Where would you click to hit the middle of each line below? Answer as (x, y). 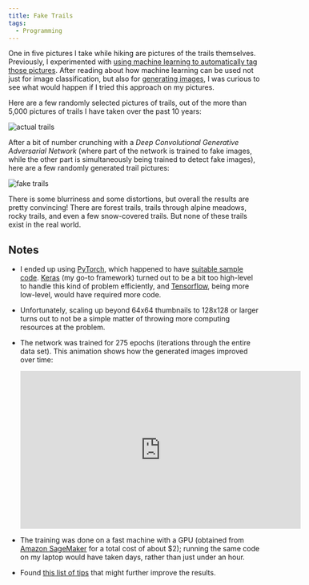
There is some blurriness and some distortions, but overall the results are (129, 199)
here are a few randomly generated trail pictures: (89, 168)
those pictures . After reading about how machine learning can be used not (131, 71)
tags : (17, 23)
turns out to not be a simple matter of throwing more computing (125, 319)
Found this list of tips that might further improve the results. (118, 573)
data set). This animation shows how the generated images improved (134, 351)
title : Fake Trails (41, 16)
